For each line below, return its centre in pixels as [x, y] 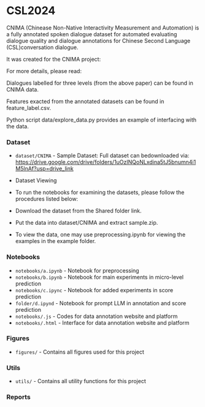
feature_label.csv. [29, 107]
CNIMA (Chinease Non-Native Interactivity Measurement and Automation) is [103, 28]
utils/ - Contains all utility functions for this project [80, 381]
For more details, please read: [44, 71]
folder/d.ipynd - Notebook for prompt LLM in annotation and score [101, 303]
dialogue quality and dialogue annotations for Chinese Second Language [99, 41]
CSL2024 [31, 11]
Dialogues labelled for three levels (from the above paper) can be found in [100, 83]
